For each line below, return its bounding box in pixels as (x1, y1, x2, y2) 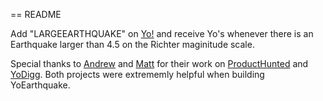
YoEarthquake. (10, 79, 71, 91)
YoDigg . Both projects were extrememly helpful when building (10, 69, 265, 80)
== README (10, 9, 62, 20)
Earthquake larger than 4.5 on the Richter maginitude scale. (10, 39, 255, 50)
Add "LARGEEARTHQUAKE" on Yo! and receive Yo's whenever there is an (10, 28, 314, 39)
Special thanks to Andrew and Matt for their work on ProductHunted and (10, 58, 309, 69)
